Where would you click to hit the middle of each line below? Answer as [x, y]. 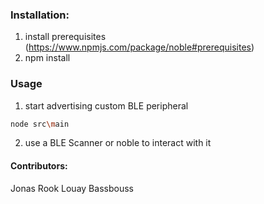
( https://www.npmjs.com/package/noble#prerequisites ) [139, 47]
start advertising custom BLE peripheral [106, 105]
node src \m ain [40, 124]
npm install [47, 58]
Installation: [40, 15]
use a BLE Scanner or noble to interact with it [118, 143]
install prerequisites [65, 37]
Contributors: [39, 166]
